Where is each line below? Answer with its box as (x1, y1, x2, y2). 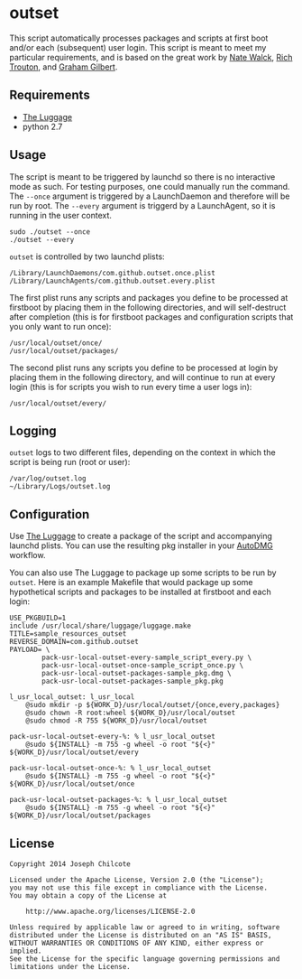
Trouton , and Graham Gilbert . (9, 61, 118, 72)
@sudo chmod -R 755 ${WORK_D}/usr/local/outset (25, 716, 207, 725)
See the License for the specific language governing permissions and (9, 955, 280, 964)
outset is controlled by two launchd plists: (9, 251, 165, 262)
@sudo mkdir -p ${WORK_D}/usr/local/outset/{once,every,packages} (25, 701, 280, 710)
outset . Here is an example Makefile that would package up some (9, 577, 254, 588)
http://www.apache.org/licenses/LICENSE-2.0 (25, 907, 196, 916)
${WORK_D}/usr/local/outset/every (9, 748, 140, 757)
